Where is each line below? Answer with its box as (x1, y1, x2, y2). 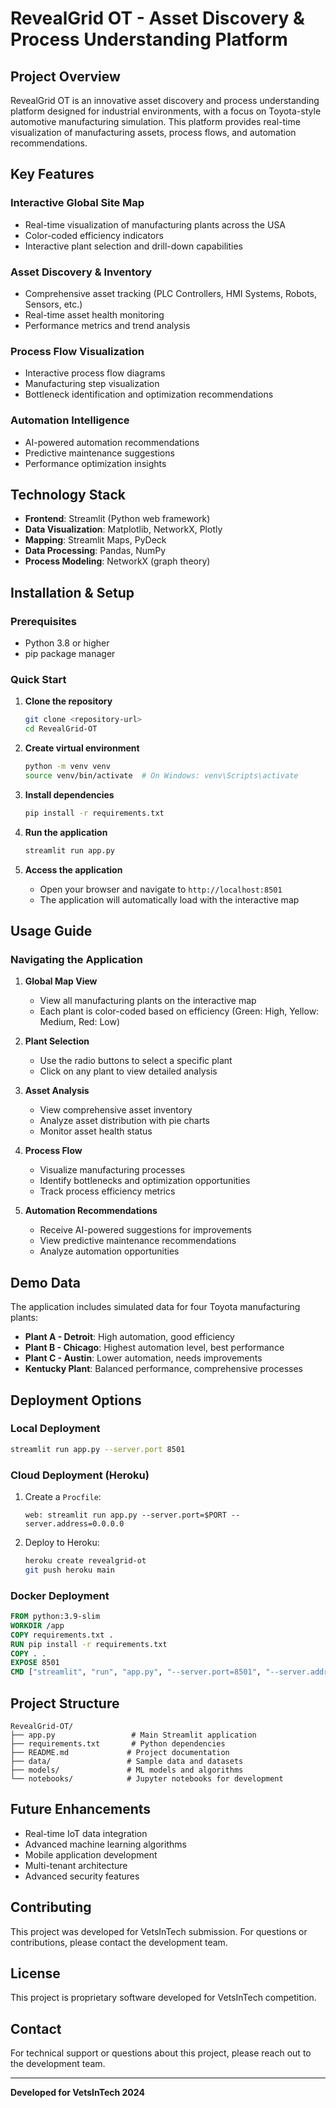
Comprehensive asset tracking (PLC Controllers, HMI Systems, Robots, (24, 287, 318, 299)
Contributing (10, 1899, 92, 1916)
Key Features (10, 166, 95, 183)
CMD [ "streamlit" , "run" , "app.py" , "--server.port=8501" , (10, 1667, 262, 1677)
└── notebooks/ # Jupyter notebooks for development (10, 1773, 284, 1784)
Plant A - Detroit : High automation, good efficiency (24, 1331, 235, 1343)
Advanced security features (24, 1870, 140, 1882)
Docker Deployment (10, 1588, 110, 1602)
